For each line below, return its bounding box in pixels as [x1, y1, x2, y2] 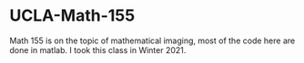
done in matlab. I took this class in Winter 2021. [9, 44, 187, 55]
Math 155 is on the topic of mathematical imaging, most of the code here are [9, 35, 296, 46]
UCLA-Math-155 [9, 5, 136, 26]
